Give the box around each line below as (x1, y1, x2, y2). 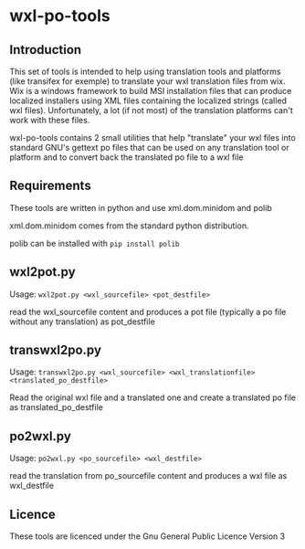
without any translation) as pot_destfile (9, 316, 155, 327)
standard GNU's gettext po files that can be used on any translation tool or (9, 143, 289, 153)
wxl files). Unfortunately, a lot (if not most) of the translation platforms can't (9, 105, 294, 115)
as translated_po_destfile (9, 402, 103, 413)
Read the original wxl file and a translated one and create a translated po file (9, 392, 297, 403)
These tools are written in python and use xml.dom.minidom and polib (9, 202, 272, 213)
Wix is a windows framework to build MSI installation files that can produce (9, 86, 292, 96)
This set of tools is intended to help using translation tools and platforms (9, 66, 281, 77)
